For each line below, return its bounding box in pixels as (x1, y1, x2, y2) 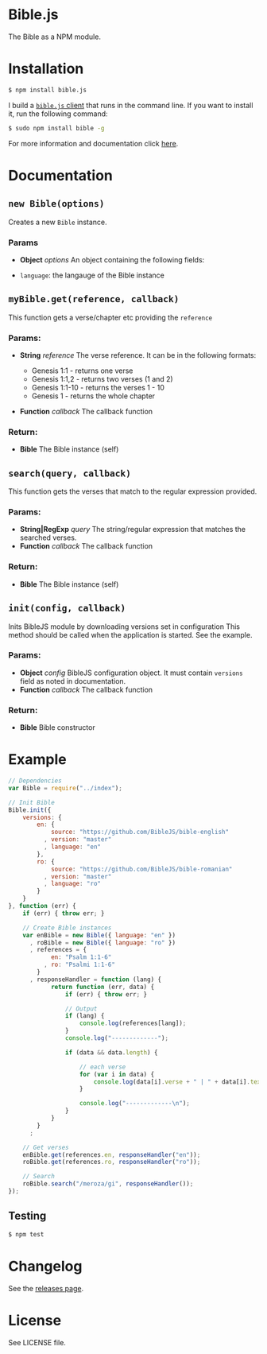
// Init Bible (8, 798, 56, 806)
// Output (64, 1004, 98, 1013)
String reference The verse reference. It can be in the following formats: (19, 351, 257, 360)
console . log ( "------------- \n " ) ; (79, 1100, 191, 1108)
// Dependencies (8, 777, 62, 785)
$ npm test (8, 1230, 44, 1238)
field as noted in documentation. (19, 676, 126, 685)
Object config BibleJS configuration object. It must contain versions (19, 668, 244, 677)
